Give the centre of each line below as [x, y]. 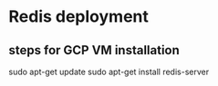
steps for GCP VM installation [94, 50]
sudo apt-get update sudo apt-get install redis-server [109, 72]
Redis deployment [79, 17]
